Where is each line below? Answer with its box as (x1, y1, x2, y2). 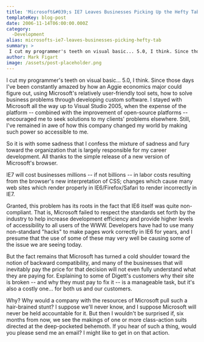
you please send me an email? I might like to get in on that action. (6, 329, 170, 336)
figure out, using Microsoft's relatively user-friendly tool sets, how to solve (6, 89, 192, 97)
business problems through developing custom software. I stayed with (6, 95, 182, 103)
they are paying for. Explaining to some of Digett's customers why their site (6, 272, 194, 279)
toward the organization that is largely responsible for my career (6, 146, 167, 154)
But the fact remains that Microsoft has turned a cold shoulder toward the (6, 253, 190, 260)
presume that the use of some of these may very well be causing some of (6, 234, 191, 242)
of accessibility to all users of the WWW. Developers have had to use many (6, 221, 194, 228)
